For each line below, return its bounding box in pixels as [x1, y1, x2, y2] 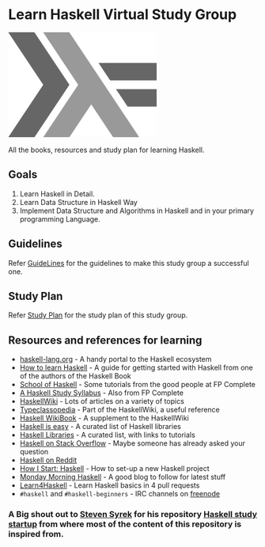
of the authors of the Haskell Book [19, 371, 132, 381]
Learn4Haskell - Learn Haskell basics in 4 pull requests [19, 481, 200, 490]
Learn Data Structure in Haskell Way [19, 197, 138, 207]
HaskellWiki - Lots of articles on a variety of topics [19, 397, 184, 406]
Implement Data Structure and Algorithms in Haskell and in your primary [19, 206, 255, 215]
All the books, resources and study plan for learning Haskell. [8, 145, 205, 154]
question [19, 447, 49, 457]
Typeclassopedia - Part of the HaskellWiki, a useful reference [19, 405, 220, 415]
